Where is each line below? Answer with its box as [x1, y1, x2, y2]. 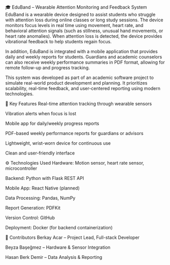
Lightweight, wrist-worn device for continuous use [5, 140, 111, 146]
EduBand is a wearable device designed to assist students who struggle [5, 12, 156, 17]
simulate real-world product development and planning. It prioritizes [5, 80, 148, 86]
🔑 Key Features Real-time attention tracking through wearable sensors [5, 101, 152, 107]
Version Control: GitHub [5, 215, 55, 221]
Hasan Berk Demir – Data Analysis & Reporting [5, 254, 103, 260]
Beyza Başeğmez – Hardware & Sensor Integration [5, 244, 111, 250]
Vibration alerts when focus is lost [5, 111, 77, 116]
